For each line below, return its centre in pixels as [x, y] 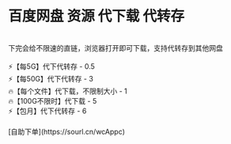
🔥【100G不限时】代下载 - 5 [53, 100]
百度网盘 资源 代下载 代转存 [96, 16]
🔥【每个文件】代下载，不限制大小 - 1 [68, 91]
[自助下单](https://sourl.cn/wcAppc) [66, 131]
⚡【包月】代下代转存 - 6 [47, 111]
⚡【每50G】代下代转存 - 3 [51, 78]
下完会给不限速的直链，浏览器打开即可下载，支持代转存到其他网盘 [116, 47]
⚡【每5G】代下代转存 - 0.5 [51, 66]
